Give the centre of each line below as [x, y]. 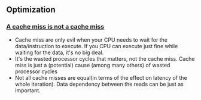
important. [28, 90]
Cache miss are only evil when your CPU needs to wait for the [91, 40]
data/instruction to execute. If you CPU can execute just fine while [96, 46]
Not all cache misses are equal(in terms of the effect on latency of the [101, 77]
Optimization [31, 10]
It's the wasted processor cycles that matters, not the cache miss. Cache [105, 58]
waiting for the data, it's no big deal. [59, 52]
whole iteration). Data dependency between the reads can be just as [99, 84]
